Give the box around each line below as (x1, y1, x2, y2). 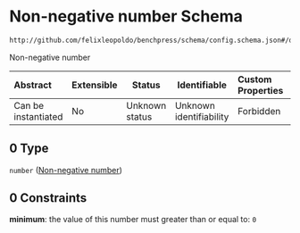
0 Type (9, 141, 49, 156)
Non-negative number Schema (9, 6, 244, 27)
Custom (237, 73, 272, 86)
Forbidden (237, 104, 281, 117)
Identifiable (177, 79, 228, 91)
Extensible (71, 79, 118, 91)
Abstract (13, 79, 52, 91)
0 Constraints (9, 190, 87, 206)
